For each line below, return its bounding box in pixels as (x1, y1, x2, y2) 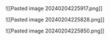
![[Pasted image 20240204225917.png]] (5, 5, 103, 12)
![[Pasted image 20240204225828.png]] (5, 16, 105, 23)
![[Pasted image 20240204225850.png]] (5, 27, 105, 34)
